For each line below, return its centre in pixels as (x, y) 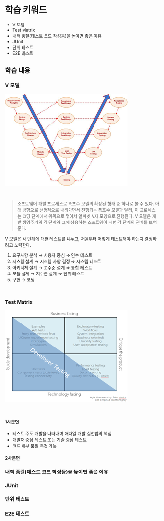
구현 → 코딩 (23, 279)
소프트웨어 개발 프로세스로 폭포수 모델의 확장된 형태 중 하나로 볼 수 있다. (85, 203)
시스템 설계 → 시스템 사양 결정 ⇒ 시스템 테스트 (57, 261)
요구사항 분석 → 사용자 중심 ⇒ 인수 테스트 (52, 255)
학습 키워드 (26, 10)
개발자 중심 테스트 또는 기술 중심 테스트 (49, 440)
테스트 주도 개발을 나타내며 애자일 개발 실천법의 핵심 (62, 434)
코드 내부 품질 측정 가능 (35, 446)
